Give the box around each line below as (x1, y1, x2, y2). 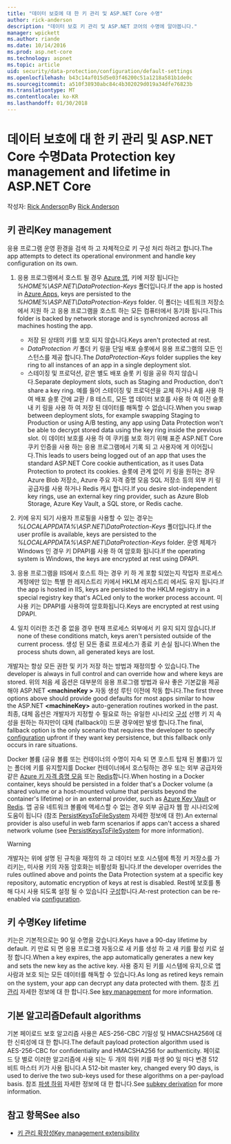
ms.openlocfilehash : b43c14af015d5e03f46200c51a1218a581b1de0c (7, 74, 193, 81)
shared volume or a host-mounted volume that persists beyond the (7, 787, 197, 795)
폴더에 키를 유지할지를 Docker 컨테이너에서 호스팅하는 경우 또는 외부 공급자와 (14, 763, 223, 772)
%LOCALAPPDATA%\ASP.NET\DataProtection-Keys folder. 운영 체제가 (17, 538, 217, 547)
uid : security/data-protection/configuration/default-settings (7, 68, 193, 74)
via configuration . (31, 895, 81, 903)
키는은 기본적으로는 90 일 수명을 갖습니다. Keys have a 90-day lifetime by (7, 936, 208, 944)
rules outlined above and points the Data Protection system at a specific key (7, 870, 223, 879)
